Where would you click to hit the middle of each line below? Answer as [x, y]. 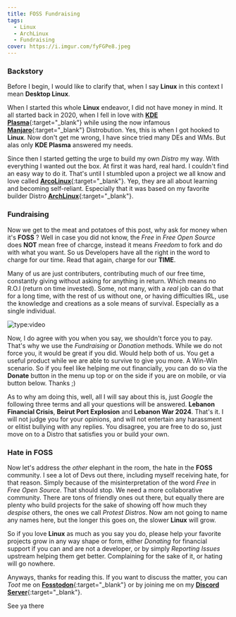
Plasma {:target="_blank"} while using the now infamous [89, 123]
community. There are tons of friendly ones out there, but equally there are [116, 497]
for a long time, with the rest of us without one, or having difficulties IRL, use [118, 296]
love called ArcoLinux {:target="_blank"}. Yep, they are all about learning [112, 181]
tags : [15, 20]
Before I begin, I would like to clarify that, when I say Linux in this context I [115, 87]
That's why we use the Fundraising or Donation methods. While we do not [115, 345]
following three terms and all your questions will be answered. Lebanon [111, 404]
